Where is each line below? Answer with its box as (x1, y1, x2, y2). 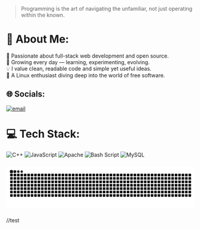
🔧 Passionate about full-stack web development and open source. (6, 52, 169, 59)
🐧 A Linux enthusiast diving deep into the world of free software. (6, 71, 165, 79)
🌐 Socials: (6, 89, 46, 100)
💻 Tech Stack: (6, 127, 80, 140)
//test (6, 217, 20, 224)
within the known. (20, 11, 65, 19)
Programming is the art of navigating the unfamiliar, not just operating (20, 5, 193, 12)
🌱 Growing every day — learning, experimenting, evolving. (6, 58, 150, 65)
